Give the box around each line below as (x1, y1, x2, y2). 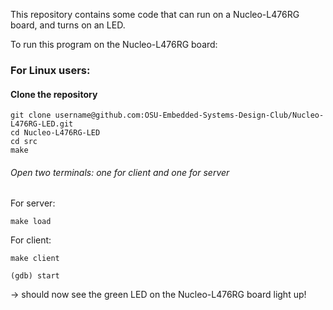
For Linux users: (10, 63, 91, 77)
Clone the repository (10, 88, 98, 100)
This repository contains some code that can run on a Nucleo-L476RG (10, 9, 300, 20)
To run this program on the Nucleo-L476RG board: (10, 39, 218, 50)
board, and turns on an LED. (10, 19, 126, 31)
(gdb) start (10, 271, 60, 281)
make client (10, 254, 60, 264)
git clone (10, 110, 52, 121)
